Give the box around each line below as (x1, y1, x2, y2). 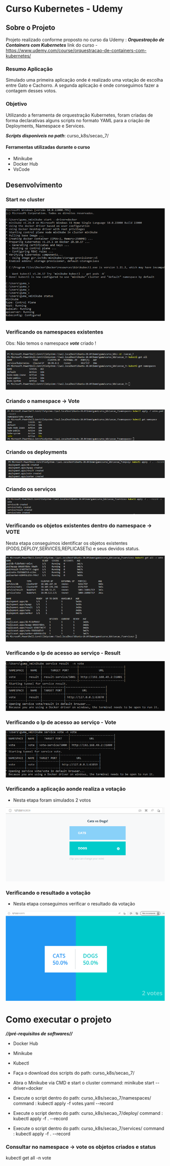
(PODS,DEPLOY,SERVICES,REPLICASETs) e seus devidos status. (6, 545, 140, 552)
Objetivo (6, 100, 27, 107)
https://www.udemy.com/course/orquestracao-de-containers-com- (6, 48, 147, 53)
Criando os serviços (6, 486, 56, 493)
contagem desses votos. (6, 88, 57, 94)
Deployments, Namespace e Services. (6, 123, 85, 129)
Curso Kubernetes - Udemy (6, 3, 123, 15)
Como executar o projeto (6, 1014, 112, 1026)
